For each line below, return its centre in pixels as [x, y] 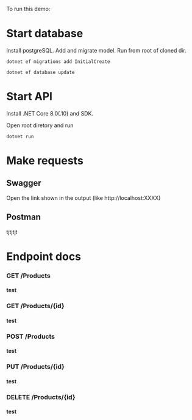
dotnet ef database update [41, 72]
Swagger [24, 183]
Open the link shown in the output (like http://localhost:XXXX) [84, 197]
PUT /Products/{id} [36, 367]
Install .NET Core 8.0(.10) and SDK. [50, 113]
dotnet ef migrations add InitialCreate [59, 61]
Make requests [45, 161]
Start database [45, 34]
